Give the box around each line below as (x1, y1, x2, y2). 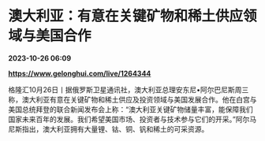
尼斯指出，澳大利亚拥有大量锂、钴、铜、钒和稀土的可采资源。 (8, 124, 209, 134)
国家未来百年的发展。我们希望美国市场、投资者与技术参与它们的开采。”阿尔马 (8, 114, 257, 124)
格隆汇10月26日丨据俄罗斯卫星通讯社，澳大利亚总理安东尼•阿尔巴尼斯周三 (8, 84, 249, 95)
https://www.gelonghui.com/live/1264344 (8, 69, 151, 78)
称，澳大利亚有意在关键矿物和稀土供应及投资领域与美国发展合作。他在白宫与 (8, 95, 257, 104)
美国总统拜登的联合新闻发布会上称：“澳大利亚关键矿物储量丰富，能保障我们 (8, 104, 254, 114)
